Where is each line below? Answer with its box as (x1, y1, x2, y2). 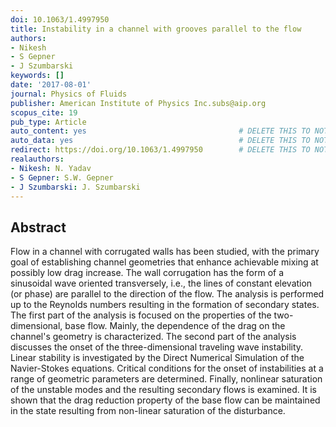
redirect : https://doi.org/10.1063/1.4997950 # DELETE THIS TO (10, 145, 311, 155)
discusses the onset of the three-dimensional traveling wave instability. (10, 341, 304, 353)
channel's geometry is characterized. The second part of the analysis (10, 331, 297, 343)
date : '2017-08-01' (10, 80, 92, 90)
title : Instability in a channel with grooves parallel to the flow (10, 24, 302, 34)
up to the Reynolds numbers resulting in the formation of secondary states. (10, 299, 320, 311)
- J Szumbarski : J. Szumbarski (10, 182, 141, 192)
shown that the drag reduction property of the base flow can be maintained (10, 394, 321, 406)
